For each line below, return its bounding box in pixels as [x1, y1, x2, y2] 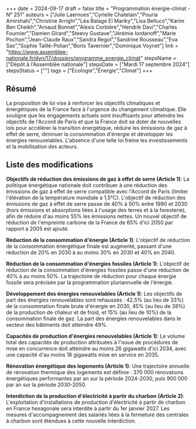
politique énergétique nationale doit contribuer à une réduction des [6, 181, 168, 189]
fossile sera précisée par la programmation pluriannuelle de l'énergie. [6, 279, 174, 286]
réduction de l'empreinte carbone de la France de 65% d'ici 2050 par [6, 219, 174, 226]
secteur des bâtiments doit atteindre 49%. [6, 321, 108, 328]
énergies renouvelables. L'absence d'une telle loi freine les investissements [6, 137, 188, 144]
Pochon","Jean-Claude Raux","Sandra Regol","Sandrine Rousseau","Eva [6, 36, 178, 43]
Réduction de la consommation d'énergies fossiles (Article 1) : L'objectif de [6, 260, 190, 267]
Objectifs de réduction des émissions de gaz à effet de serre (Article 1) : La [6, 175, 190, 182]
